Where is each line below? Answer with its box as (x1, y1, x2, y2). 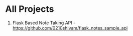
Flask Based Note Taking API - (12, 20, 76, 26)
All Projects (5, 3, 54, 15)
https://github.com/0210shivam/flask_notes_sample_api (12, 25, 128, 31)
